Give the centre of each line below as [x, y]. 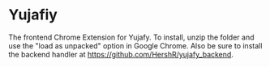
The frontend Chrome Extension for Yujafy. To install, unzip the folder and [131, 37]
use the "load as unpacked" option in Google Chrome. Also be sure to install [135, 45]
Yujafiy [33, 15]
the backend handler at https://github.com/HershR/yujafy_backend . [121, 54]
